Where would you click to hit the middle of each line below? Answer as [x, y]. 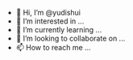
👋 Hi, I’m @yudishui [48, 13]
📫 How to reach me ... [53, 47]
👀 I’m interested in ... [50, 21]
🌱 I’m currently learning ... [59, 30]
